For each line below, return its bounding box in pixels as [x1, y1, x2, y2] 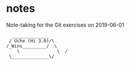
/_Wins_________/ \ [6, 43, 58, 49]
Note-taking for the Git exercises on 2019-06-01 [6, 21, 124, 28]
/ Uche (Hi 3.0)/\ [8, 38, 55, 44]
